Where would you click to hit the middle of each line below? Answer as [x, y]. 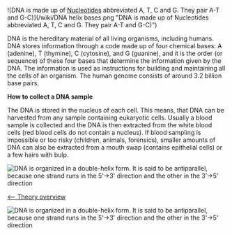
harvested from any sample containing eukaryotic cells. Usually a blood [110, 117]
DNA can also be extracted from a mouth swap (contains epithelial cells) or [115, 147]
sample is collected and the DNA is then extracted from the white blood [110, 125]
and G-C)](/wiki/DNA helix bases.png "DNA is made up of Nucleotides [108, 17]
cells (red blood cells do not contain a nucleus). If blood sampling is [104, 133]
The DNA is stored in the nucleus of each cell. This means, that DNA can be [116, 110]
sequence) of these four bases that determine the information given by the [114, 61]
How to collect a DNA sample [50, 97]
